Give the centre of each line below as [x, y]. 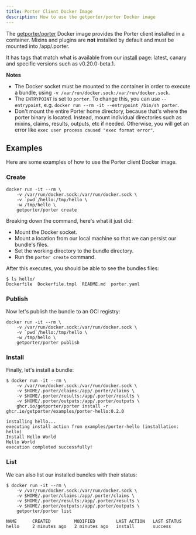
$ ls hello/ [20, 279]
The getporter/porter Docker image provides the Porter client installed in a [96, 33]
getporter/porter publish [48, 343]
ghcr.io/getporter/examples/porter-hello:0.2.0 [65, 412]
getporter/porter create [47, 210]
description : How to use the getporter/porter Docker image [81, 17]
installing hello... [31, 422]
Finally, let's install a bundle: [40, 370]
